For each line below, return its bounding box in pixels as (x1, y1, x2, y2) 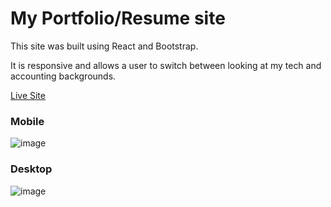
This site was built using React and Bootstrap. (10, 40, 199, 52)
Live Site (10, 89, 46, 101)
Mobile (10, 114, 45, 128)
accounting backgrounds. (10, 70, 117, 82)
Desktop (10, 162, 53, 176)
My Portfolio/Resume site (10, 7, 226, 30)
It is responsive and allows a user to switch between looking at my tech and (10, 59, 322, 71)
